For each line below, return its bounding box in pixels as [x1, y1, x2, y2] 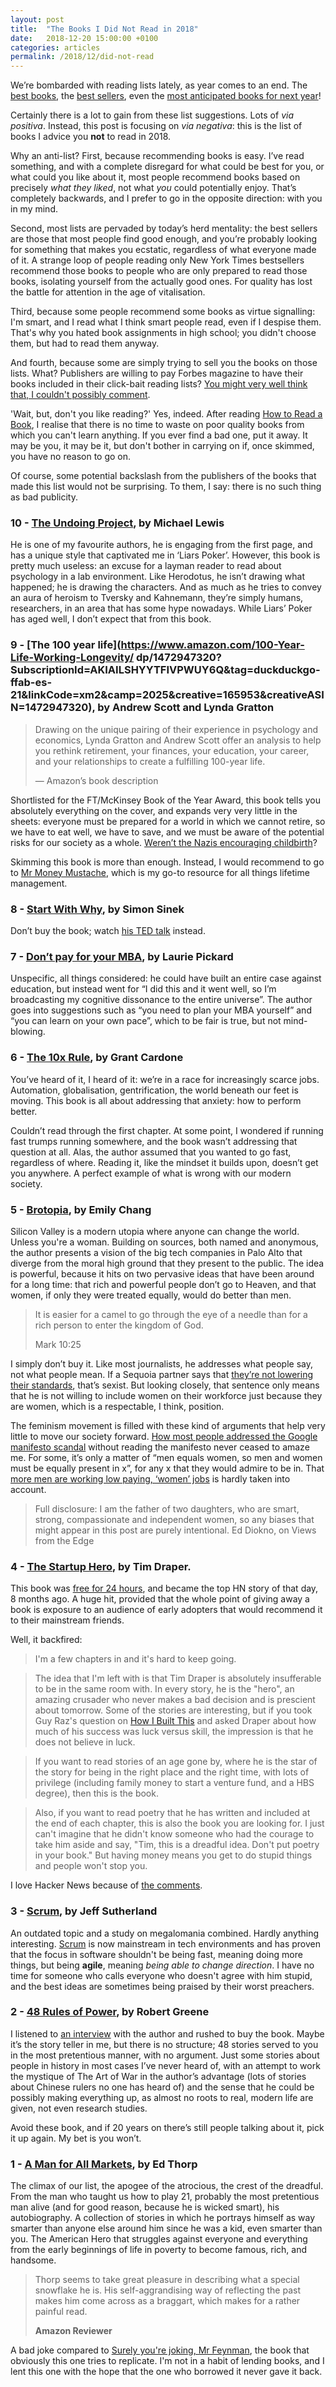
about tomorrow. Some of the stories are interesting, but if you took [34, 1704, 313, 1716]
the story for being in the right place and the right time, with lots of [34, 1766, 310, 1778]
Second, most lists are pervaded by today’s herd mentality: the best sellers [10, 222, 318, 235]
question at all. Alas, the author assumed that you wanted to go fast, [10, 1146, 292, 1158]
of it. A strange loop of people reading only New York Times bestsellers [10, 254, 305, 266]
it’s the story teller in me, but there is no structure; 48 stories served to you [10, 2038, 319, 2050]
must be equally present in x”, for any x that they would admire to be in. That [10, 1462, 325, 1474]
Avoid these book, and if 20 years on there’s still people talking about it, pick [10, 2121, 325, 2133]
